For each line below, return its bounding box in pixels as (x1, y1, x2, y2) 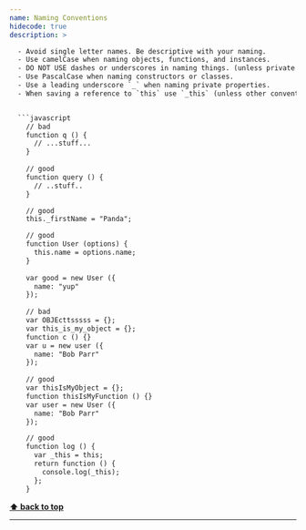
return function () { (33, 459, 117, 468)
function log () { (25, 443, 96, 452)
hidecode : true (9, 22, 67, 31)
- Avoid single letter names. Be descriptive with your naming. (17, 46, 267, 56)
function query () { (25, 172, 104, 182)
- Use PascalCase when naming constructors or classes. (17, 72, 234, 82)
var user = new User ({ (25, 400, 117, 410)
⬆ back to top (9, 501, 64, 512)
